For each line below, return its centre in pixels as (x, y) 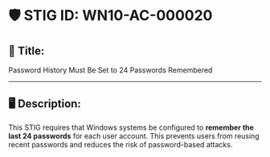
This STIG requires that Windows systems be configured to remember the (131, 127)
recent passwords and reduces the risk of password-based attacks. (121, 144)
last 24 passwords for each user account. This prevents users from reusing (134, 136)
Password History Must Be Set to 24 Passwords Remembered (110, 70)
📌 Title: (27, 50)
